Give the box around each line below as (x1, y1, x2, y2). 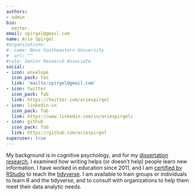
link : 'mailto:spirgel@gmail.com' (11, 81, 96, 86)
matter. (11, 25, 31, 31)
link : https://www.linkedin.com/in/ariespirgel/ (11, 113, 134, 119)
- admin (6, 14, 25, 20)
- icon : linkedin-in (6, 102, 57, 108)
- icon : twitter (6, 86, 46, 92)
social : (6, 63, 25, 70)
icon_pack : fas (11, 75, 49, 81)
